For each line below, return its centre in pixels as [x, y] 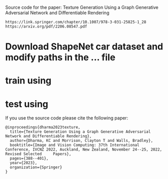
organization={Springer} [36, 167]
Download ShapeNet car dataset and [84, 47]
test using [27, 104]
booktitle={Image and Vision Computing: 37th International [75, 145]
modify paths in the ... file [60, 57]
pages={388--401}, [29, 159]
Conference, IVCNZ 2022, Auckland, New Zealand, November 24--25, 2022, [84, 150]
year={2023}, [24, 163]
